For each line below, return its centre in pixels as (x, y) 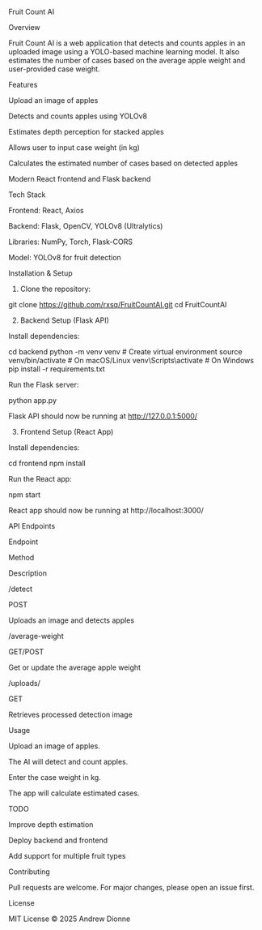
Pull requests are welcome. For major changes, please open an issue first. (131, 887)
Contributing (29, 872)
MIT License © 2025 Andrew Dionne (70, 919)
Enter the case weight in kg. (55, 777)
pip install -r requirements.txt (57, 369)
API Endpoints (32, 526)
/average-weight (36, 636)
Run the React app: (40, 479)
